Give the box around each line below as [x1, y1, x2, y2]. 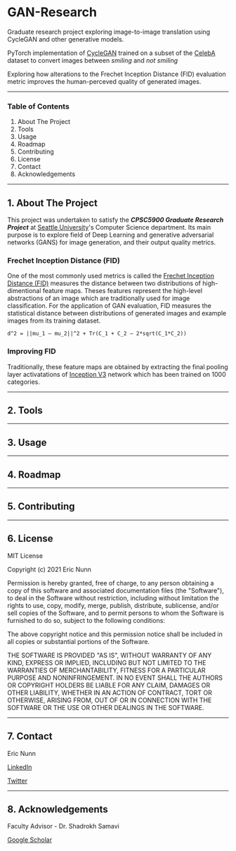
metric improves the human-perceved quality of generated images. [7, 77, 202, 85]
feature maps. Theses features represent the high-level [42, 287, 202, 295]
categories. [7, 378, 40, 386]
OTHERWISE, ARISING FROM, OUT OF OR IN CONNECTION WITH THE [7, 695, 212, 704]
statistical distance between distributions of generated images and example [7, 309, 227, 318]
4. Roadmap [7, 468, 61, 480]
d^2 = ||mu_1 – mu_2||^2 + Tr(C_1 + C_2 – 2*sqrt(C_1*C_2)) [7, 330, 188, 337]
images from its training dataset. [7, 316, 101, 325]
